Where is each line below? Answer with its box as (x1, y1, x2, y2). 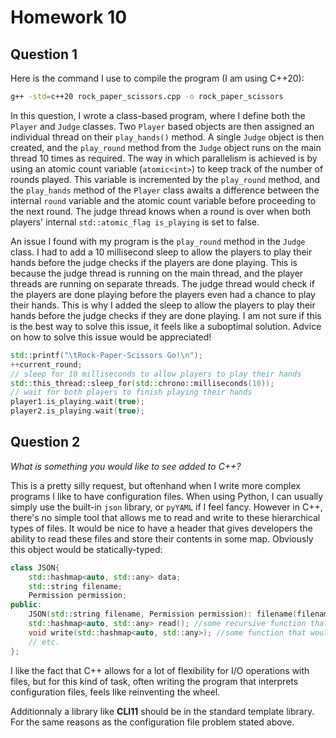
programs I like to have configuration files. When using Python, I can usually (10, 490, 324, 502)
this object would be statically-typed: (10, 543, 163, 555)
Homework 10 (10, 6, 128, 29)
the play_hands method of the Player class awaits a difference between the (10, 184, 320, 196)
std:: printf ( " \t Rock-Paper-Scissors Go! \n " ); (10, 350, 203, 360)
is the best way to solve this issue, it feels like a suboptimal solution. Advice (10, 320, 322, 332)
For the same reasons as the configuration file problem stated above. (10, 716, 295, 728)
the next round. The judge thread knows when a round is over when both (10, 205, 311, 217)
